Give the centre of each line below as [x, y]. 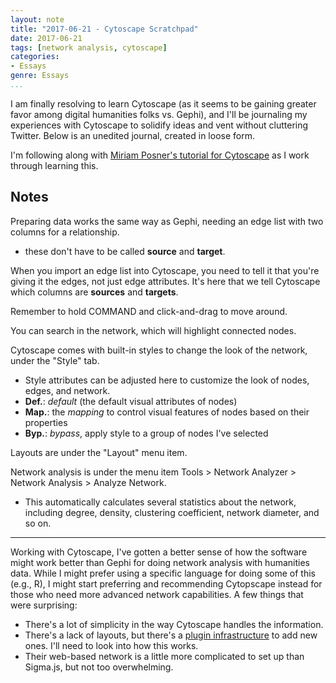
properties [46, 422]
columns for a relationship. [65, 232]
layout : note [37, 19]
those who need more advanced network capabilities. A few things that [157, 594]
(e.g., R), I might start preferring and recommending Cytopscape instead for [166, 583]
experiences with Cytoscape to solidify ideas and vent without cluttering [159, 125]
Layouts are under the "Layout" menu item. [99, 452]
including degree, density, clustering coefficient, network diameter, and [172, 512]
